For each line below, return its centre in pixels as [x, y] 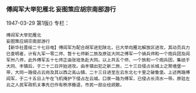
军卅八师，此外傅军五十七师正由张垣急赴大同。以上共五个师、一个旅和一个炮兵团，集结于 [98, 60]
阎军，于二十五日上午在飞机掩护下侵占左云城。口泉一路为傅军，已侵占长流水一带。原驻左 [98, 79]
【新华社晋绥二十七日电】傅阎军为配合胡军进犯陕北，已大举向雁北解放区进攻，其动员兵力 [98, 48]
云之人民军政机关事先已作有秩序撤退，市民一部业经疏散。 [65, 85]
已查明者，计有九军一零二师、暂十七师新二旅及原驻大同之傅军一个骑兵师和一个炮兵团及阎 [98, 54]
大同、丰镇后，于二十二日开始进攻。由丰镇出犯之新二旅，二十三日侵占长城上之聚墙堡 [94, 66]
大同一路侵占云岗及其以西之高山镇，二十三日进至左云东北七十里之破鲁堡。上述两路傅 [102, 73]
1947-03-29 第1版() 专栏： [38, 23]
